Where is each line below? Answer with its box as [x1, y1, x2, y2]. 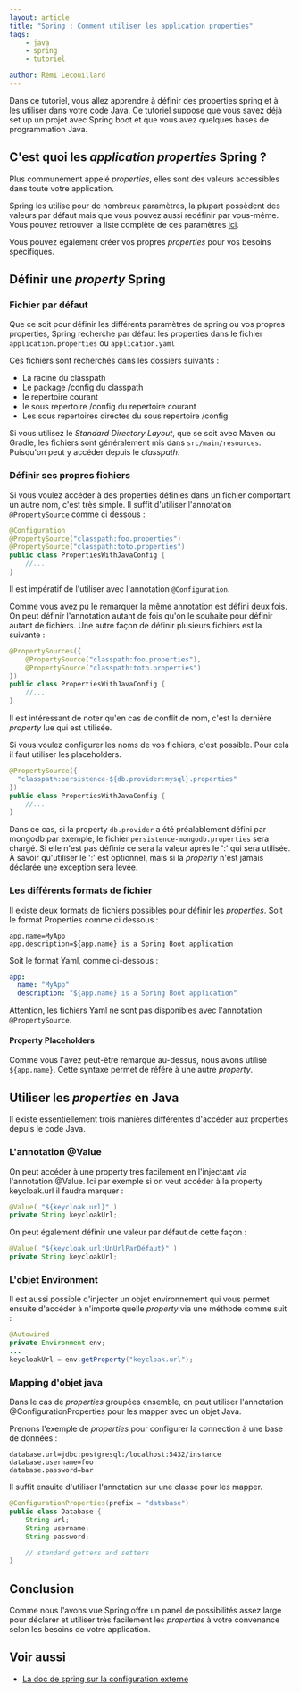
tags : [9, 29, 29, 38]
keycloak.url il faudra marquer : [9, 1185, 124, 1196]
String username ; [25, 1523, 90, 1533]
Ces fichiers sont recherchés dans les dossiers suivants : [9, 355, 220, 366]
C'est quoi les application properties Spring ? [9, 149, 267, 165]
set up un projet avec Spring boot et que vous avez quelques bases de [9, 114, 270, 125]
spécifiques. [9, 246, 55, 257]
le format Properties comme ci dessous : [9, 914, 159, 925]
